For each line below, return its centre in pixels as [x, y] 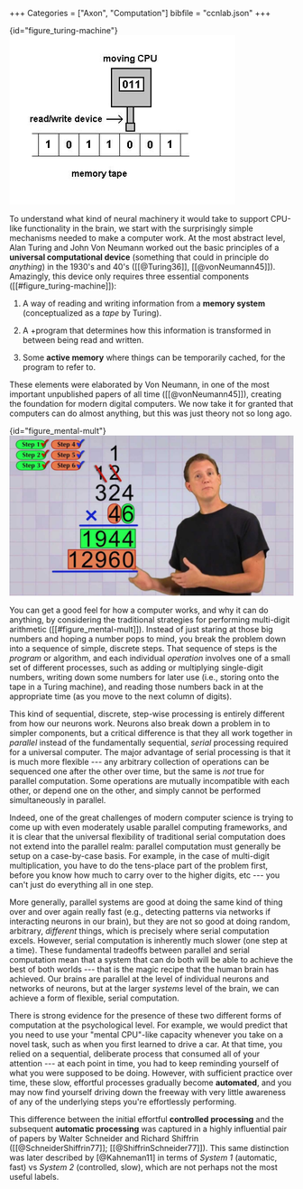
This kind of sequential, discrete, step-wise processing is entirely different [147, 714]
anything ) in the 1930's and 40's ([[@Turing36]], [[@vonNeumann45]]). [142, 267]
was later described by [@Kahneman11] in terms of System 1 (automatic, [143, 1157]
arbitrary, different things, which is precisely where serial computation [139, 931]
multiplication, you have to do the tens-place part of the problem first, [139, 865]
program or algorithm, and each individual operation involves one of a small [150, 658]
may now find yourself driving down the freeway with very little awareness [148, 1092]
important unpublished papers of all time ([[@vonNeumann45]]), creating [146, 394]
